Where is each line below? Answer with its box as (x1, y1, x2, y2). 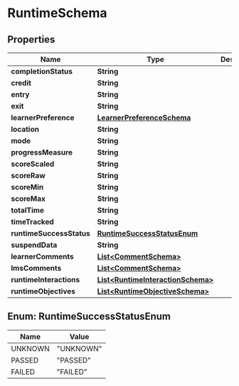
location (11, 125, 39, 134)
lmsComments (11, 264, 62, 273)
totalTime (11, 205, 45, 215)
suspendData (11, 240, 58, 250)
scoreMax (11, 194, 46, 204)
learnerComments (11, 251, 74, 261)
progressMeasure (11, 147, 73, 157)
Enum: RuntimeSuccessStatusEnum (7, 311, 171, 323)
